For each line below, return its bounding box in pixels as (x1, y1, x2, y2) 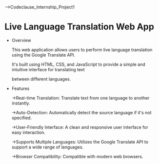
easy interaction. (11, 129, 46, 135)
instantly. (11, 100, 30, 106)
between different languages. (11, 76, 71, 82)
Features (11, 85, 30, 91)
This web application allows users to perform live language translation (11, 46, 153, 53)
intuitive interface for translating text (11, 66, 85, 72)
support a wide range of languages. (11, 144, 84, 150)
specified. (11, 115, 32, 121)
